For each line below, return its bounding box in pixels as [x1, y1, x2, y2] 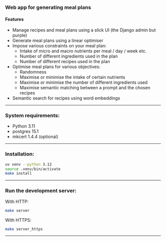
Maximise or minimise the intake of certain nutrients [19, 74, 125, 80]
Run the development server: [5, 187, 77, 194]
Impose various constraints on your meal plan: [12, 43, 107, 49]
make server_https [5, 226, 43, 232]
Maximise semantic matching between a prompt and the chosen [19, 85, 151, 91]
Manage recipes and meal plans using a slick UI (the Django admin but [12, 27, 156, 33]
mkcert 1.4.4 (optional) [12, 134, 58, 139]
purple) [12, 33, 28, 38]
